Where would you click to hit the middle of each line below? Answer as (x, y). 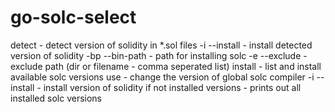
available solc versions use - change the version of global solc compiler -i (162, 77)
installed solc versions (56, 98)
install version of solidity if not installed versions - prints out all (172, 87)
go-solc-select (73, 17)
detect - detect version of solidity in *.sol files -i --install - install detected (161, 45)
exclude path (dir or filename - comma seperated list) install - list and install (166, 66)
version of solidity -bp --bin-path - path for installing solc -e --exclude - (159, 55)
